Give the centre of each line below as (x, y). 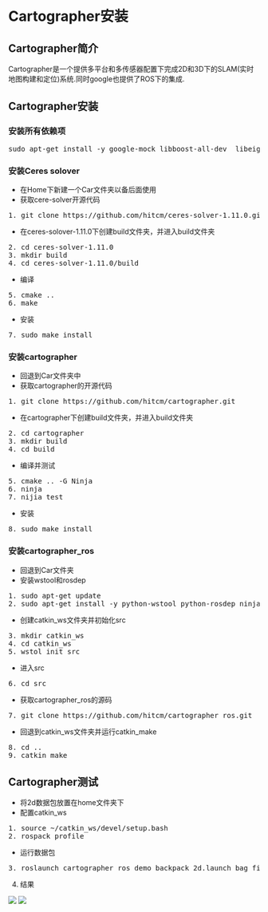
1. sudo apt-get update (55, 596)
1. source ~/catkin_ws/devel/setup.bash (89, 828)
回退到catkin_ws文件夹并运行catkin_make (88, 732)
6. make (23, 303)
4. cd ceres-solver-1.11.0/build (74, 263)
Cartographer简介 (53, 48)
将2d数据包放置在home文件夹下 (72, 803)
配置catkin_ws (43, 813)
